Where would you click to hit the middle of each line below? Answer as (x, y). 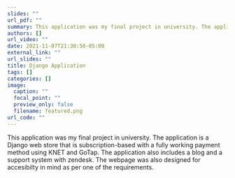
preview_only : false (43, 105)
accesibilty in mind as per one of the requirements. (80, 167)
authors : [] (24, 33)
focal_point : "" (37, 98)
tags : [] (20, 72)
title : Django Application (47, 66)
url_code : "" (26, 117)
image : (17, 85)
